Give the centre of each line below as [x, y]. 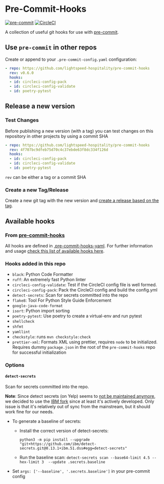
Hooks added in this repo [35, 264]
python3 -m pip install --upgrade [55, 440]
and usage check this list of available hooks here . [55, 251]
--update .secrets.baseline [77, 462]
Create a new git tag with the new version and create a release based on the [82, 201]
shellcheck [23, 322]
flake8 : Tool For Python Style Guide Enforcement [62, 300]
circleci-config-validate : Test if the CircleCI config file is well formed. [84, 285]
